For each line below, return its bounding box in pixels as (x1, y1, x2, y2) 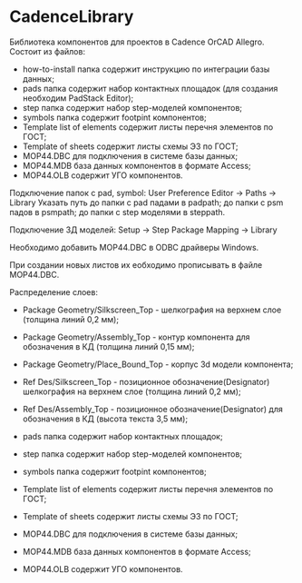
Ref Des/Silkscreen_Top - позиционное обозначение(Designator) (22, 376, 270, 387)
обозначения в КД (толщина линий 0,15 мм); (22, 341, 195, 351)
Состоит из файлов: (9, 45, 86, 56)
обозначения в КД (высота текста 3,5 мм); (22, 413, 189, 424)
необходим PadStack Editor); (22, 93, 134, 104)
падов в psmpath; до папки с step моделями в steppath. (9, 206, 226, 217)
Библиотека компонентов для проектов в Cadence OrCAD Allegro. (9, 36, 265, 47)
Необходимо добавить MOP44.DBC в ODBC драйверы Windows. (9, 242, 259, 252)
